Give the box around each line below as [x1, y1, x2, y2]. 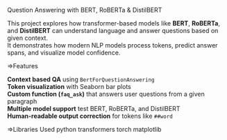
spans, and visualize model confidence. [7, 48, 121, 57]
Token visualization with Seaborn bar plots [7, 83, 132, 90]
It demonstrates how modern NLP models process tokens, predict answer [7, 41, 218, 49]
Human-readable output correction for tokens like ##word [7, 112, 174, 120]
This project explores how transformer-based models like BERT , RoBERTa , [7, 19, 221, 27]
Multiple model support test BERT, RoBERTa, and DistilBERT [7, 105, 180, 112]
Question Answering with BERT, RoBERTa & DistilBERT [7, 6, 162, 14]
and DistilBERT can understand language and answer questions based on [7, 27, 219, 34]
